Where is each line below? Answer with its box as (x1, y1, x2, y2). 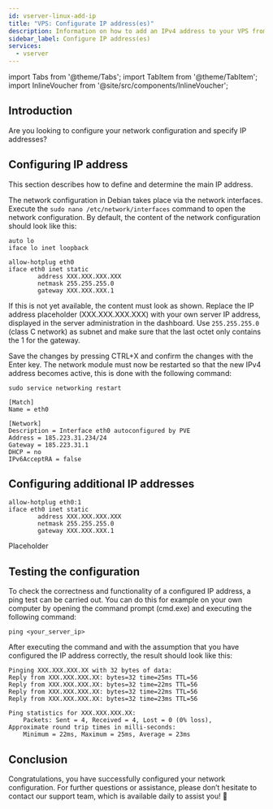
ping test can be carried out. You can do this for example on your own (8, 595, 243, 605)
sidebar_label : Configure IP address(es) (8, 34, 151, 43)
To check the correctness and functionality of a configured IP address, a (8, 586, 251, 596)
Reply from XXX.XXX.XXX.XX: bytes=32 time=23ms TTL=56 (8, 695, 198, 703)
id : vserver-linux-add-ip (8, 11, 96, 20)
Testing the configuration (8, 565, 141, 578)
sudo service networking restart (8, 383, 122, 392)
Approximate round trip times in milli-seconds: (8, 724, 176, 732)
